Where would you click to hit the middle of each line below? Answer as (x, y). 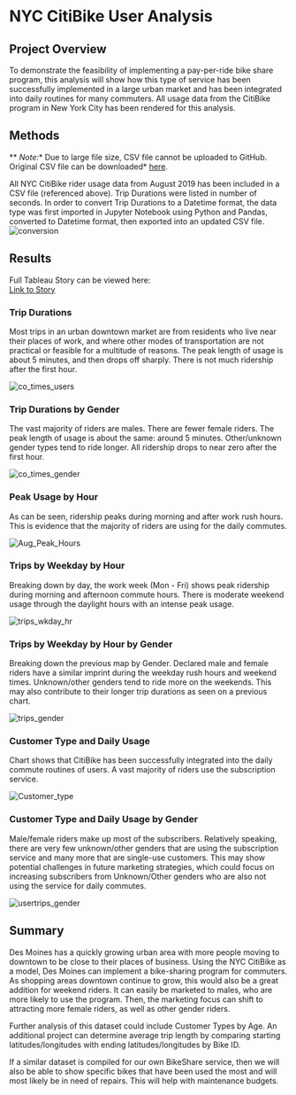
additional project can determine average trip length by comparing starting (145, 1035)
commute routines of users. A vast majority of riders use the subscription (142, 770)
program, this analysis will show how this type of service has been (130, 80)
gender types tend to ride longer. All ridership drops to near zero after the (143, 447)
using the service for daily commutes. (78, 885)
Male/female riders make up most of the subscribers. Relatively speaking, (143, 838)
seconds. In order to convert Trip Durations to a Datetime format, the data (143, 202)
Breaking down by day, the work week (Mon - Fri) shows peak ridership (139, 585)
